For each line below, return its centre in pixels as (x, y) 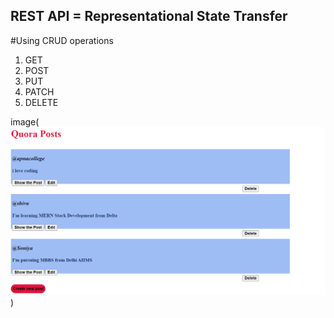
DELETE (41, 102)
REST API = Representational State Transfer (149, 16)
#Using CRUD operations (62, 40)
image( (25, 121)
